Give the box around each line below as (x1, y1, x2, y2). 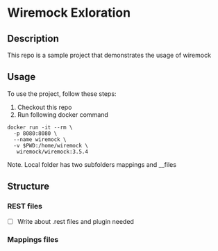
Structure (7, 181, 50, 193)
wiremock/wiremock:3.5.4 (16, 148, 89, 155)
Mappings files (7, 235, 59, 245)
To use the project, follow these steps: (7, 89, 117, 98)
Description (7, 33, 59, 44)
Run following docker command (17, 110, 109, 119)
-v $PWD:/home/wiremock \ (13, 142, 89, 149)
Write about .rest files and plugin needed (17, 217, 134, 225)
